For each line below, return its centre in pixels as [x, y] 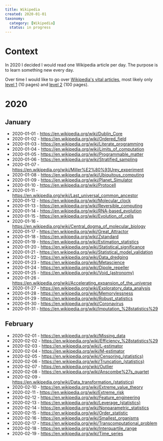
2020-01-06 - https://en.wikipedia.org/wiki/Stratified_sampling [75, 159]
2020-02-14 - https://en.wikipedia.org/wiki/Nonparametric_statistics [81, 408]
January [18, 122]
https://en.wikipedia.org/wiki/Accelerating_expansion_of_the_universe [82, 283]
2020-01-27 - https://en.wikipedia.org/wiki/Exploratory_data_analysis [81, 288]
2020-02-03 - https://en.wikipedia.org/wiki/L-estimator [67, 346]
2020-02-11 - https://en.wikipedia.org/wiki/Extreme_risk [68, 392]
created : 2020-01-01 [26, 14]
